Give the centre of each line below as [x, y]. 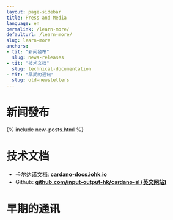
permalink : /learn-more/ [38, 29]
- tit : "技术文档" [28, 63]
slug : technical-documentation [52, 69]
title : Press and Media [37, 18]
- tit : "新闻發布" [28, 52]
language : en [23, 23]
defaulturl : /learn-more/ [39, 35]
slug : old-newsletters [41, 80]
